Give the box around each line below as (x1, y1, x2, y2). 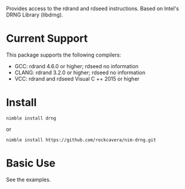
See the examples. (6, 176, 51, 183)
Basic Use (6, 157, 56, 170)
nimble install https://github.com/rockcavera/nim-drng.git (6, 137, 157, 143)
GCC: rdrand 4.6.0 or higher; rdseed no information (14, 62, 139, 69)
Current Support (6, 32, 88, 45)
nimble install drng (6, 115, 57, 121)
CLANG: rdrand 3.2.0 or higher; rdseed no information (14, 69, 146, 76)
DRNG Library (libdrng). (6, 11, 63, 18)
